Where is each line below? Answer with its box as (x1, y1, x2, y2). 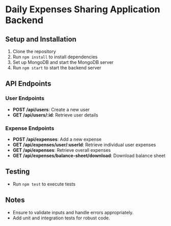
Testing (5, 167, 30, 176)
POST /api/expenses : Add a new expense (12, 136, 102, 142)
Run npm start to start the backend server (12, 65, 102, 71)
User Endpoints (5, 95, 44, 102)
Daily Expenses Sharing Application (5, 4, 160, 15)
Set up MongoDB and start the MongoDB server (12, 59, 114, 65)
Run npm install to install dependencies (12, 54, 98, 60)
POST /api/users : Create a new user (12, 106, 90, 112)
